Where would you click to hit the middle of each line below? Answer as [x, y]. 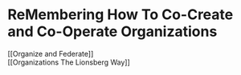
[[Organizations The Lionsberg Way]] [69, 62]
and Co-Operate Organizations [112, 32]
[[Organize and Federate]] [51, 53]
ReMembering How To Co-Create [120, 15]
